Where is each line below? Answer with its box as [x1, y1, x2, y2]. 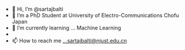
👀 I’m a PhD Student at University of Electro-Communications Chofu [11, 12, 179, 19]
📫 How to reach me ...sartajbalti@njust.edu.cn [11, 37, 127, 44]
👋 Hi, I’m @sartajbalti [11, 6, 64, 12]
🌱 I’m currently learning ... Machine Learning [11, 24, 121, 31]
